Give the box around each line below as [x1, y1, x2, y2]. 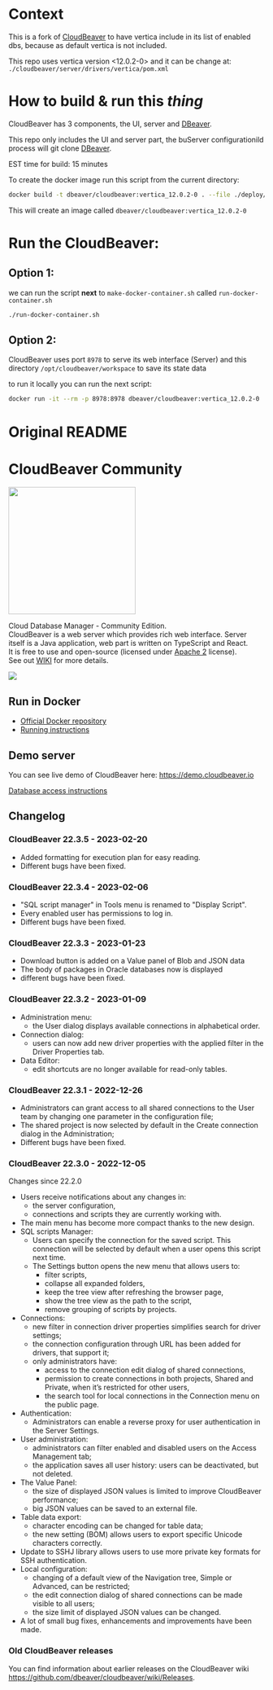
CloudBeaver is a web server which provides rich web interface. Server [8, 630, 247, 639]
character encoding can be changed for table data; [32, 1521, 203, 1531]
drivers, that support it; [32, 1348, 110, 1358]
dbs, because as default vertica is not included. [8, 40, 167, 50]
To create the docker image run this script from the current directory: [8, 174, 240, 184]
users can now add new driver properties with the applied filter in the [32, 1038, 264, 1047]
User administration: [19, 1434, 89, 1444]
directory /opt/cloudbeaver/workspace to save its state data [8, 363, 207, 373]
